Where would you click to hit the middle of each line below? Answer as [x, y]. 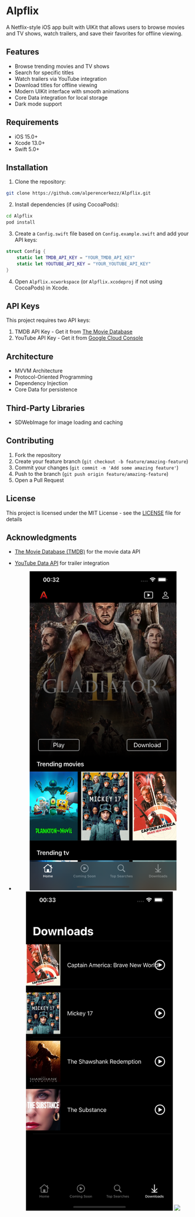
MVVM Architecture [38, 371]
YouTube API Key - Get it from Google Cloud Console [79, 338]
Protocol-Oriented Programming [53, 377]
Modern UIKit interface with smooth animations [72, 91]
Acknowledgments [42, 537]
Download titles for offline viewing [56, 85]
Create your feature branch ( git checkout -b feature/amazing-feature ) [101, 461]
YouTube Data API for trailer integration [62, 563]
